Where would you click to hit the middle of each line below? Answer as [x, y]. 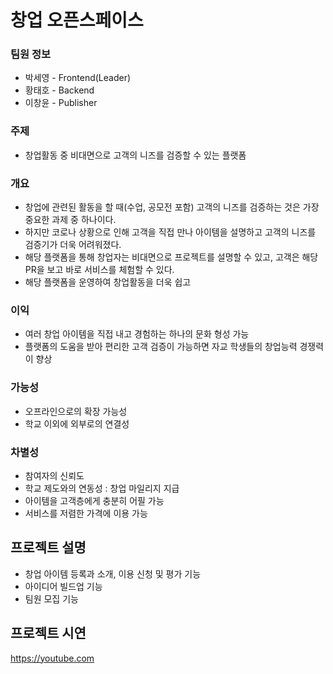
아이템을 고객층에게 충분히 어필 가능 [94, 500]
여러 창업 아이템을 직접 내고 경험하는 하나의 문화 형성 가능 [137, 334]
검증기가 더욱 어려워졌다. [73, 245]
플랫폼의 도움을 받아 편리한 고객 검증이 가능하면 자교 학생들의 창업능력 [161, 347]
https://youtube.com [52, 658]
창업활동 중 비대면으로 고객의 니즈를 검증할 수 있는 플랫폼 [135, 155]
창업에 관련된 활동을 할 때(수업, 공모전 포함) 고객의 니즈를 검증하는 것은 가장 [172, 207]
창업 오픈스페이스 [77, 20]
